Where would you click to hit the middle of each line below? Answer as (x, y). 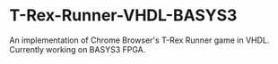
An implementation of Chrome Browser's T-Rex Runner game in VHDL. (139, 40)
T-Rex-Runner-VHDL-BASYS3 (123, 16)
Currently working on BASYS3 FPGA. (78, 49)
